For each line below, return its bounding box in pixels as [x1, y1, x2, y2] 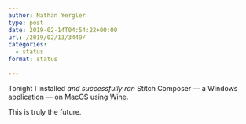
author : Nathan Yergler [8, 11, 86, 20]
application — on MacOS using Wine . [8, 92, 129, 101]
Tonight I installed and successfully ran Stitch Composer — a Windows [8, 83, 238, 93]
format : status [8, 56, 58, 64]
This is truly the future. [8, 107, 82, 116]
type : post [8, 19, 44, 27]
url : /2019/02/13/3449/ [8, 33, 86, 42]
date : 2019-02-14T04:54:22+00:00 [8, 26, 118, 34]
